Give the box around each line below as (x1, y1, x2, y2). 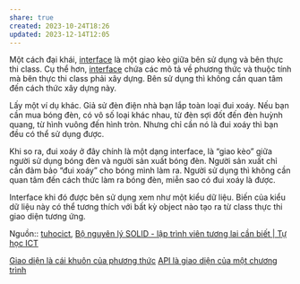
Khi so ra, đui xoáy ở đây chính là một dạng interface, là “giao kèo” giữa (9, 146, 273, 157)
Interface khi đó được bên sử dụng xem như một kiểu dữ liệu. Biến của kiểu (9, 192, 287, 202)
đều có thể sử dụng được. (9, 129, 105, 140)
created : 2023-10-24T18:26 (9, 22, 110, 30)
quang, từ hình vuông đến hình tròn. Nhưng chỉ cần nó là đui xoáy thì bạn (9, 119, 279, 130)
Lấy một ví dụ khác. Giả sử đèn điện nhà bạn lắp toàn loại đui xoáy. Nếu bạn (9, 100, 289, 111)
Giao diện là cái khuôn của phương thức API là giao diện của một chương (9, 255, 278, 266)
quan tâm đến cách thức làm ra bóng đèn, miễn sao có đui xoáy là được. (9, 175, 276, 185)
